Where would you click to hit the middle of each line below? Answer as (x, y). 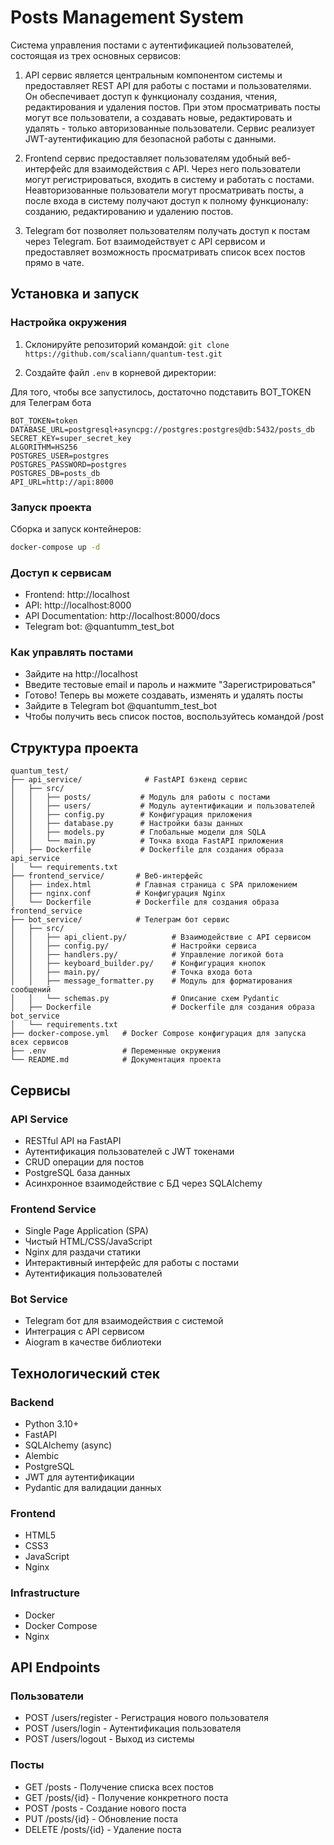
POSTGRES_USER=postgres (60, 456)
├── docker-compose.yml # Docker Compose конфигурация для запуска (158, 1034)
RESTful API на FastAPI (73, 1140)
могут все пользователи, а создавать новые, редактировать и (158, 117)
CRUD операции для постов (84, 1162)
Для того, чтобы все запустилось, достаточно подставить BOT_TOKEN (161, 392)
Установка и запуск (75, 294)
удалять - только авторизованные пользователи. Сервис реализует (170, 128)
